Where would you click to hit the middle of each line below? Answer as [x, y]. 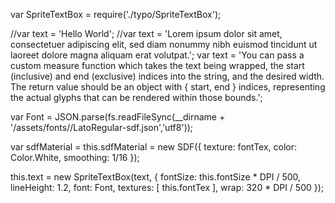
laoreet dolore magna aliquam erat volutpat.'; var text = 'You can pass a [157, 55]
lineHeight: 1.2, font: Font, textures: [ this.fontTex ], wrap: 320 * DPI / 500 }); [167, 187]
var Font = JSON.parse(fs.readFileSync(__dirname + [118, 117]
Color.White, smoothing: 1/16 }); [75, 157]
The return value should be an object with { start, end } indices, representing [168, 87]
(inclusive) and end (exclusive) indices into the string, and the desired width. [167, 76]
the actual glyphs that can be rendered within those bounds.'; [136, 97]
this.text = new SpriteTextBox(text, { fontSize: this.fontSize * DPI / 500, [156, 177]
